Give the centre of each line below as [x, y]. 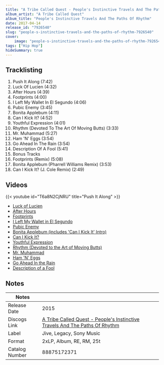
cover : [12, 37]
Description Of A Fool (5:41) [40, 149]
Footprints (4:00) [30, 97]
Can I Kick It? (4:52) [33, 118]
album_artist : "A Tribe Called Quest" [45, 14]
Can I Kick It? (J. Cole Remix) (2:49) [48, 170]
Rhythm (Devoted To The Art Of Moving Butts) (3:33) [65, 128]
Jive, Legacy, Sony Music [71, 333]
